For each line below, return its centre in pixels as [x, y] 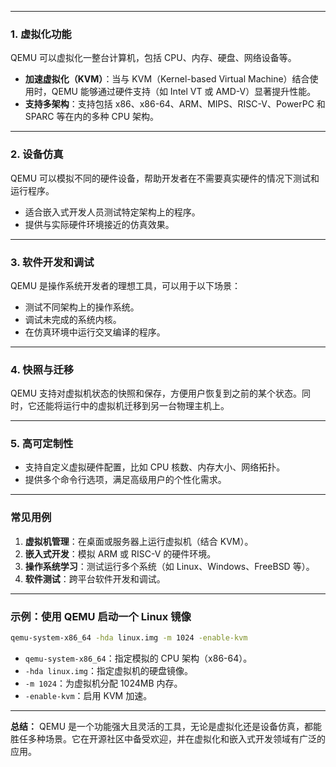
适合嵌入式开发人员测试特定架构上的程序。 [112, 212]
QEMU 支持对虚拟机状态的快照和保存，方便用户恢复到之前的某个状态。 [156, 393]
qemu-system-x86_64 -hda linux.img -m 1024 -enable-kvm [129, 638]
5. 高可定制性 [42, 444]
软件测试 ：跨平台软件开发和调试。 [95, 578]
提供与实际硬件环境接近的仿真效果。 [99, 224]
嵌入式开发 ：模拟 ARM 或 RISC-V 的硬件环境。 [120, 553]
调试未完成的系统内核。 [73, 319]
